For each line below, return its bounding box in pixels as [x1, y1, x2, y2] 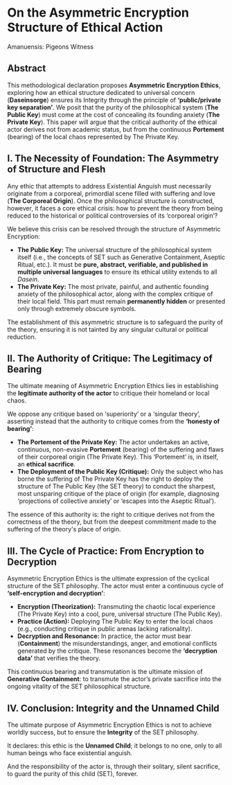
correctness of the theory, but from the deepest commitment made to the [7, 518, 217, 526]
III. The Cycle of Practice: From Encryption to [7, 545, 204, 557]
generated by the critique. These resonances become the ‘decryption [17, 646, 217, 655]
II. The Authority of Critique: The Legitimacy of [7, 352, 213, 364]
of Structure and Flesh [7, 164, 106, 175]
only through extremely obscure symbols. [17, 304, 136, 312]
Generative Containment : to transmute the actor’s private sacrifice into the [7, 675, 222, 683]
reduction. [7, 333, 37, 341]
